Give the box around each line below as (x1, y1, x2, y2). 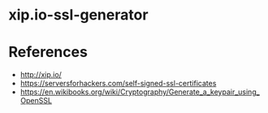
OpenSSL (19, 96, 53, 106)
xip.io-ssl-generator (8, 6, 149, 24)
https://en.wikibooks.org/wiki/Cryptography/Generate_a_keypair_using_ (19, 87, 260, 97)
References (8, 43, 88, 62)
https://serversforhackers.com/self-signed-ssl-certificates (19, 79, 217, 89)
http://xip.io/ (19, 70, 63, 80)
